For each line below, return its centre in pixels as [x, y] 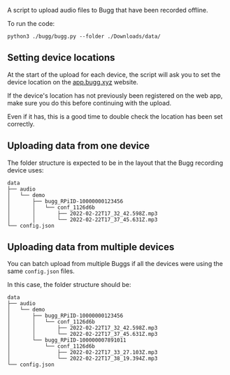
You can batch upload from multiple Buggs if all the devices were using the [115, 264]
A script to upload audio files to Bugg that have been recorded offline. [108, 10]
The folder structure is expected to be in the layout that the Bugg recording [115, 163]
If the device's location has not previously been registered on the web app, [115, 95]
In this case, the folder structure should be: [69, 285]
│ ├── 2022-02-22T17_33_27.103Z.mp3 [82, 353]
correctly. [21, 124]
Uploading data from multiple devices [91, 247]
